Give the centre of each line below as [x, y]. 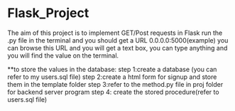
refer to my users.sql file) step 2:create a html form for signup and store [112, 77]
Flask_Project [48, 13]
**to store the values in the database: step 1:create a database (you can [112, 69]
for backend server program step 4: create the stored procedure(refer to [113, 92]
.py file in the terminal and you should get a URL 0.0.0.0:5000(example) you [118, 40]
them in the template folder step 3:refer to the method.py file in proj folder [115, 84]
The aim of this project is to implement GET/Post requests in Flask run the [115, 33]
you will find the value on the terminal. [63, 55]
